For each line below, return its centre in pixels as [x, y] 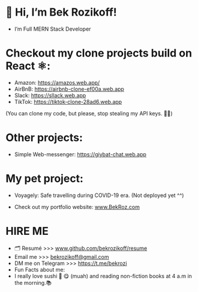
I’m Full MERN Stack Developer [52, 29]
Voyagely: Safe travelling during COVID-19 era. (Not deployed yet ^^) [99, 195]
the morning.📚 [33, 282]
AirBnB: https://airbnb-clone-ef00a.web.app [69, 89]
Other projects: [44, 138]
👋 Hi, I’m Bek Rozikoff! [61, 12]
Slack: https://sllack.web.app [50, 95]
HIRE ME [27, 231]
